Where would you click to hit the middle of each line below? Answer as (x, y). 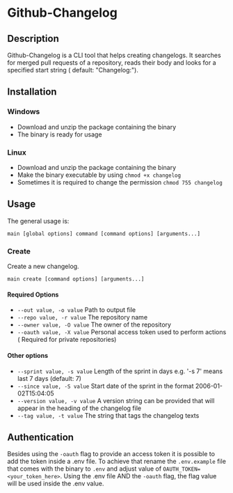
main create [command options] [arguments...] (76, 279)
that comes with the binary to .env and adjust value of (85, 469)
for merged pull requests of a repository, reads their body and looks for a (112, 63)
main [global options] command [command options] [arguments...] (104, 234)
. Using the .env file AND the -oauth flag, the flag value (138, 476)
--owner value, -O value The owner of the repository (94, 324)
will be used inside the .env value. (56, 484)
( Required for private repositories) (67, 340)
